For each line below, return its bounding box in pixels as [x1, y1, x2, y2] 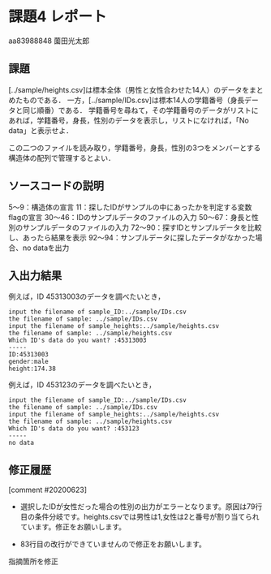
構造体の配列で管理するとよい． [8, 153, 115, 162]
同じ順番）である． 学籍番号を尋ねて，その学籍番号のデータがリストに [22, 105, 259, 114]
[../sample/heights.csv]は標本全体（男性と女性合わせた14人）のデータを [8, 84, 250, 94]
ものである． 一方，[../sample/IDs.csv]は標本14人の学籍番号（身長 [22, 95, 245, 105]
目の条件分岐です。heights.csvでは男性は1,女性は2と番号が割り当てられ [19, 512, 260, 522]
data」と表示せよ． [8, 125, 73, 135]
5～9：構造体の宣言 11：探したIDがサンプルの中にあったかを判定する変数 [8, 202, 252, 212]
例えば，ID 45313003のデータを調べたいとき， [8, 291, 166, 301]
